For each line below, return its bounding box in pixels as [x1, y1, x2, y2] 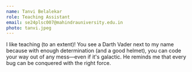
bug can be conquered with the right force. [6, 60, 111, 67]
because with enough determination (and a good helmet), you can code [6, 47, 182, 54]
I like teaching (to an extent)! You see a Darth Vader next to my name [6, 41, 174, 48]
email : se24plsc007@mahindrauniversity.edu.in [6, 19, 123, 25]
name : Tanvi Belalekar [6, 8, 62, 15]
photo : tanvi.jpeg [6, 25, 52, 31]
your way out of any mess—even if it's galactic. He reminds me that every [6, 53, 187, 60]
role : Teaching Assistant [6, 14, 70, 20]
